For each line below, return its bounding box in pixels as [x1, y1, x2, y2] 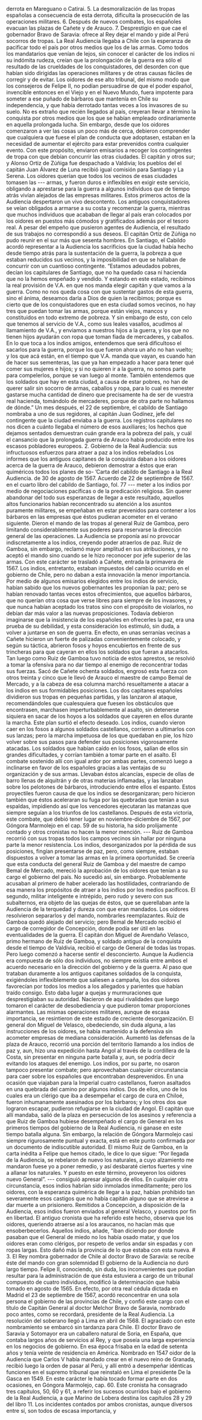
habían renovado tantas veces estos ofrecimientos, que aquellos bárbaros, [6, 590, 192, 597]
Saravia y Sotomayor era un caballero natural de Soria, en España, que [6, 1330, 182, 1337]
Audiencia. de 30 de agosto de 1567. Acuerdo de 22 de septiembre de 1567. [6, 475, 194, 482]
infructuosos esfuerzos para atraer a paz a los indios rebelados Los [6, 449, 174, 456]
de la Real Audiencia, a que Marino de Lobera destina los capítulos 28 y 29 [6, 1395, 192, 1401]
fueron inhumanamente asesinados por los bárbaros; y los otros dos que [6, 1099, 187, 1105]
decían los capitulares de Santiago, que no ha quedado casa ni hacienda [6, 269, 187, 276]
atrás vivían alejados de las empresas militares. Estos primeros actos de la [6, 192, 191, 199]
